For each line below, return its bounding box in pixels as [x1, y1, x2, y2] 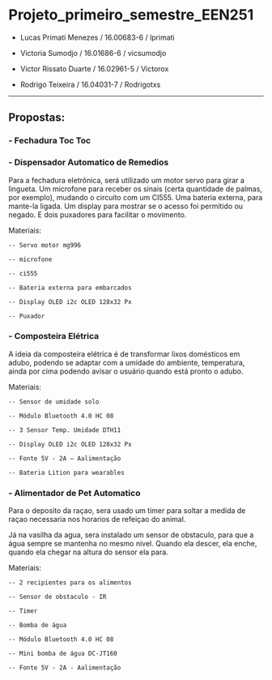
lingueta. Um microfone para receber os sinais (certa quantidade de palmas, [8, 184, 263, 194]
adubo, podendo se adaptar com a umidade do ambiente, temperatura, [8, 357, 245, 367]
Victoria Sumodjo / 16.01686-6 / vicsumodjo [19, 48, 167, 58]
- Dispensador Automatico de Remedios [8, 156, 169, 168]
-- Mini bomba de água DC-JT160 [8, 650, 117, 658]
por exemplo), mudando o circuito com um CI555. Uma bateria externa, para [8, 192, 263, 202]
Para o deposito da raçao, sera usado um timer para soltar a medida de [8, 506, 246, 515]
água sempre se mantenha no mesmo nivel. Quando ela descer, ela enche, [8, 539, 257, 549]
